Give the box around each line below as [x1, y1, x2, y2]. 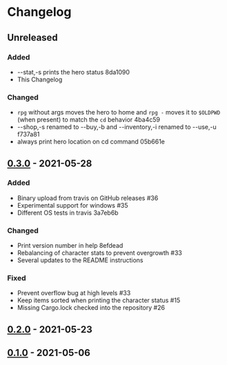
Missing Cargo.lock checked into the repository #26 [17, 304, 166, 312]
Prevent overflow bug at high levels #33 [17, 289, 131, 297]
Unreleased [7, 32, 59, 43]
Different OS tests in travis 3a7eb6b [17, 208, 119, 217]
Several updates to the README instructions [17, 256, 144, 264]
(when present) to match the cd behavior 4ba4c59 [17, 115, 161, 124]
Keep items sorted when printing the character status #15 [17, 296, 181, 304]
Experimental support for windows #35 [17, 201, 128, 209]
